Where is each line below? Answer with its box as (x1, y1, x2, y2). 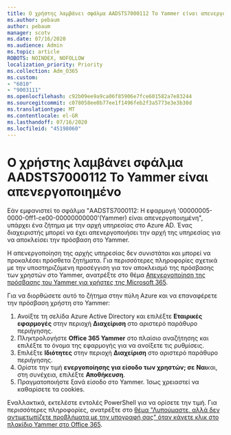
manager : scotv (7, 29, 51, 36)
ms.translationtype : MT (7, 106, 76, 113)
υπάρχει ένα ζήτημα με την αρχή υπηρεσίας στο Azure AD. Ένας (7, 221, 192, 230)
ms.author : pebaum (7, 16, 60, 23)
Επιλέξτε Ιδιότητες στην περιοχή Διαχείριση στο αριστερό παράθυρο (16, 348, 219, 357)
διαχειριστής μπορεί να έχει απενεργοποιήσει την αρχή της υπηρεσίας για (7, 228, 221, 237)
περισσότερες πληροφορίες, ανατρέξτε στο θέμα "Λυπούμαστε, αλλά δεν (7, 406, 220, 414)
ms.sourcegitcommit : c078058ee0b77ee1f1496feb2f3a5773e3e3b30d (7, 100, 192, 107)
